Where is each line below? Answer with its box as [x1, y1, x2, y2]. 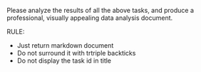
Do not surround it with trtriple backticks [16, 49, 136, 57]
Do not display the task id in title [16, 56, 112, 65]
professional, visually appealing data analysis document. [6, 14, 173, 22]
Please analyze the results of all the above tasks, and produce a [6, 6, 194, 14]
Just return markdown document [16, 41, 114, 49]
